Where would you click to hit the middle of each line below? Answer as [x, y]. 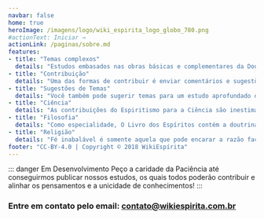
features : [24, 52]
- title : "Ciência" [40, 103]
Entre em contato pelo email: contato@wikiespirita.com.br [122, 206]
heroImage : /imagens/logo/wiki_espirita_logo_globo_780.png [109, 30]
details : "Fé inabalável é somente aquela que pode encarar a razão [130, 139]
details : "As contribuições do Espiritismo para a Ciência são [121, 111]
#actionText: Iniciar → [47, 37]
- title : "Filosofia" [44, 118]
